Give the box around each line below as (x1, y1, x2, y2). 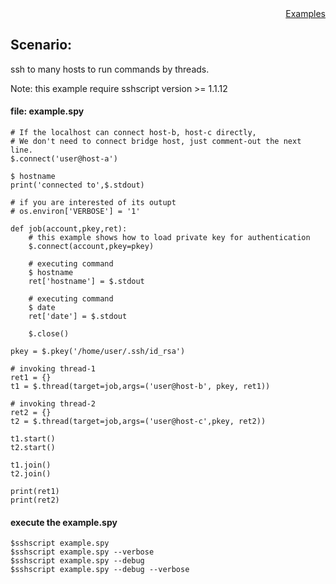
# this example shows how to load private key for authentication (28, 233, 311, 243)
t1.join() (10, 460, 52, 471)
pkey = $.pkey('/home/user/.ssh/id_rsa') (10, 347, 186, 357)
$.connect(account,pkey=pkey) (28, 242, 155, 252)
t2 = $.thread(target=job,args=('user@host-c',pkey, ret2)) (10, 417, 267, 427)
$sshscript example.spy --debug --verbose (10, 565, 190, 575)
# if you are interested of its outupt (10, 198, 177, 208)
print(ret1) (10, 487, 60, 497)
